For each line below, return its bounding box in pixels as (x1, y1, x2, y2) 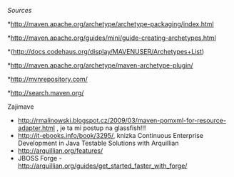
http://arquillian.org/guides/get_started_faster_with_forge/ (17, 161, 188, 170)
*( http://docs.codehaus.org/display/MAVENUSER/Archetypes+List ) (7, 48, 205, 55)
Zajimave (7, 102, 34, 111)
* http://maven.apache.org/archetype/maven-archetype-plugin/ (7, 61, 194, 70)
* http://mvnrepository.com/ (7, 75, 88, 83)
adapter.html (17, 124, 56, 132)
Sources (7, 6, 32, 14)
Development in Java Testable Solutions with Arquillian (17, 139, 179, 147)
